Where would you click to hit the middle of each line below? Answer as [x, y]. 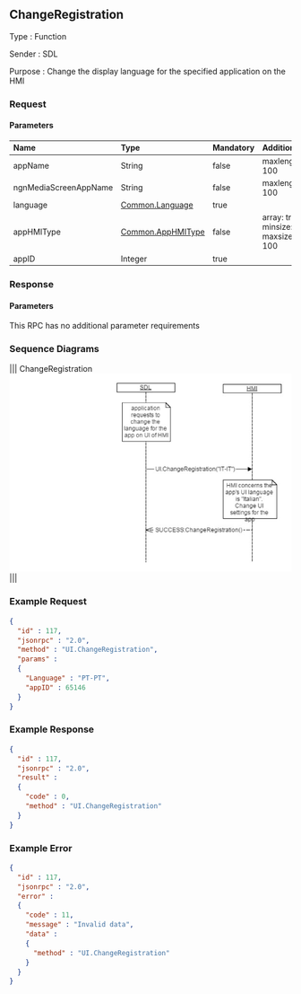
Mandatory [233, 148]
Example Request [48, 602]
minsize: [277, 227]
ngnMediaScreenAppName [63, 188]
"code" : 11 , [50, 915]
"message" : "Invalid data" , [80, 925]
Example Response [52, 729]
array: [273, 217]
